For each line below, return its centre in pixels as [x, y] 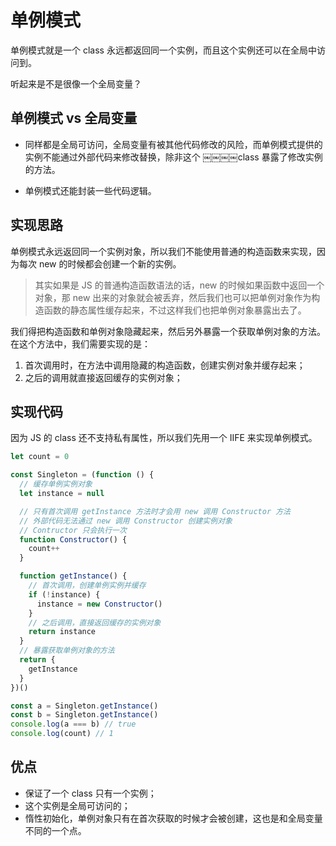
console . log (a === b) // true [73, 724]
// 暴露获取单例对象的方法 [67, 651]
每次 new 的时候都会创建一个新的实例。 [100, 263]
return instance [62, 632]
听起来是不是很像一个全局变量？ [76, 83]
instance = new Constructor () [99, 604]
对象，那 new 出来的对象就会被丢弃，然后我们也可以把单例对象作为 [173, 297]
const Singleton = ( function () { [82, 475]
